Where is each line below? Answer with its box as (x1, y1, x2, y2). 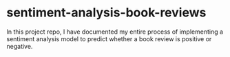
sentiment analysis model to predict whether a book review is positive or (6, 34, 212, 43)
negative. (6, 42, 33, 50)
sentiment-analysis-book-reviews (6, 5, 207, 21)
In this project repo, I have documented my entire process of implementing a (6, 27, 224, 36)
